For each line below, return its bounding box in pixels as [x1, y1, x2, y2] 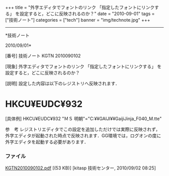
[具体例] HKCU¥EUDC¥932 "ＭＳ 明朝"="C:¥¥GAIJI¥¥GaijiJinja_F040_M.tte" [5, 115, 162, 122]
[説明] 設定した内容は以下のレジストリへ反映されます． [5, 80, 120, 86]
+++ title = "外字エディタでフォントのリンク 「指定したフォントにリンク [5, 5, 155, 10]
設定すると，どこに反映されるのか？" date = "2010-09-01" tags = [19, 11, 155, 17]
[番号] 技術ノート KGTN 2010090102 [5, 53, 81, 59]
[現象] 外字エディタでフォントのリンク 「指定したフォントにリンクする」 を [5, 63, 162, 69]
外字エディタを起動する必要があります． [5, 139, 89, 145]
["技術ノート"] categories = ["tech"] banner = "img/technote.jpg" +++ [5, 17, 150, 23]
